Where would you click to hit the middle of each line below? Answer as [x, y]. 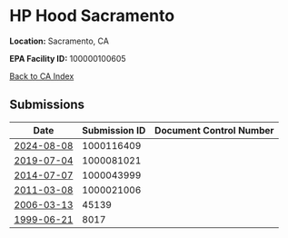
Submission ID [114, 130]
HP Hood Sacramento [92, 16]
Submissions [47, 105]
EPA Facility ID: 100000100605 [68, 58]
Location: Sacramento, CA [59, 41]
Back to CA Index [42, 76]
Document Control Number [214, 130]
